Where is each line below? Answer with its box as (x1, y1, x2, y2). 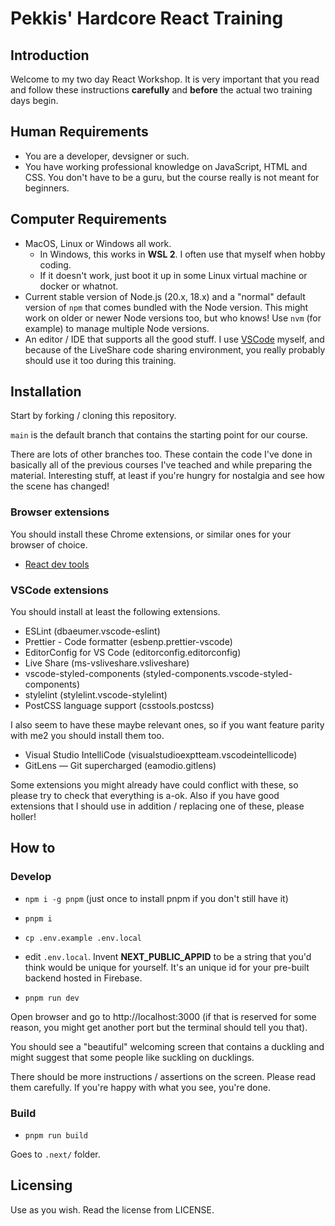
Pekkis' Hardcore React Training (10, 7, 284, 30)
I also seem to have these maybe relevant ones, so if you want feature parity (10, 719, 325, 731)
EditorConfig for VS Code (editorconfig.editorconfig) (24, 647, 242, 659)
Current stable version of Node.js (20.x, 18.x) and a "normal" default (24, 290, 306, 302)
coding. (39, 258, 72, 271)
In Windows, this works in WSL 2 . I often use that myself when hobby (39, 248, 326, 260)
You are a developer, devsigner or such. (24, 150, 190, 162)
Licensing (10, 1177, 73, 1194)
